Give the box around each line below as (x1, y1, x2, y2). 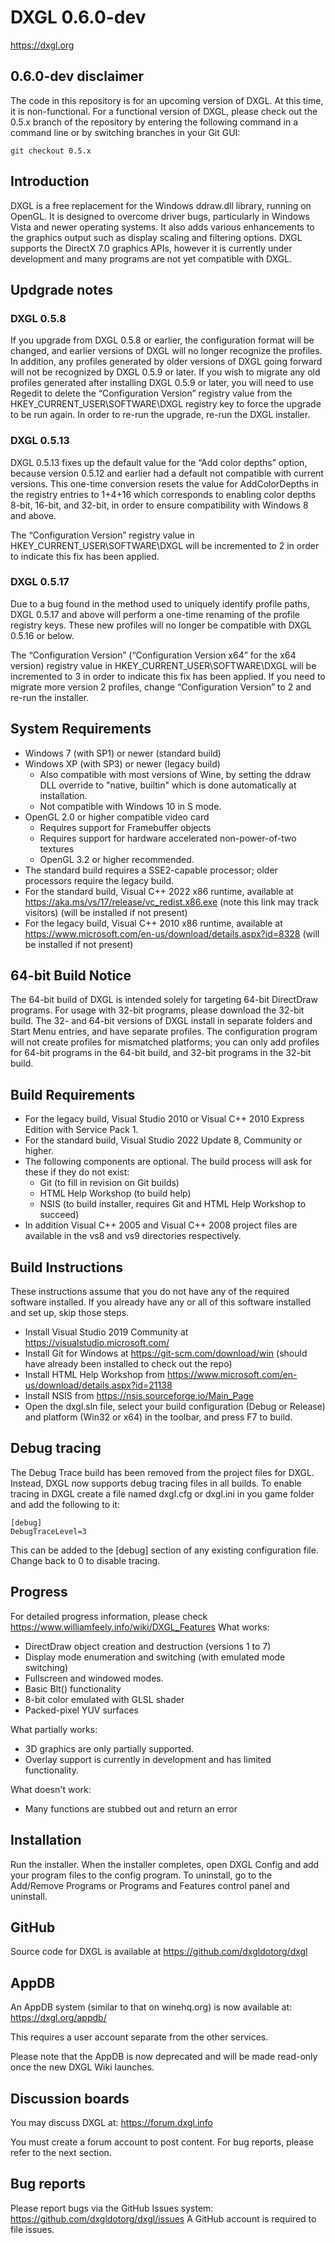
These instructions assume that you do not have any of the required (10, 1286, 290, 1298)
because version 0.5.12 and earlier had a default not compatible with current (10, 467, 324, 479)
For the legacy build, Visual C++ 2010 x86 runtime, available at (24, 917, 283, 929)
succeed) (39, 1209, 80, 1221)
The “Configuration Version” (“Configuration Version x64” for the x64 (10, 649, 297, 661)
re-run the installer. (10, 691, 90, 703)
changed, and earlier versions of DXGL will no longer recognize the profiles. (10, 345, 323, 357)
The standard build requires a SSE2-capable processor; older (24, 864, 278, 876)
